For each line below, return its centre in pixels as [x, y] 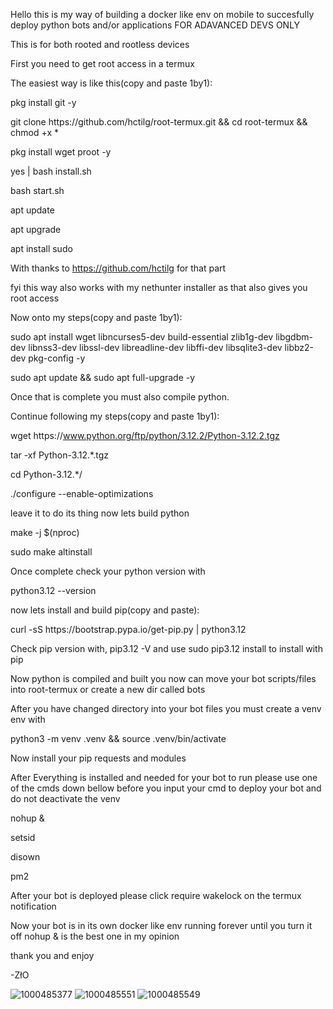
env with [28, 719]
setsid [23, 837]
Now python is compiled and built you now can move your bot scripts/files [163, 678]
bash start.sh [37, 190]
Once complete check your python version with [108, 571]
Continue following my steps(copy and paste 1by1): [115, 416]
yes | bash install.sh [51, 171]
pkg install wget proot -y [61, 152]
